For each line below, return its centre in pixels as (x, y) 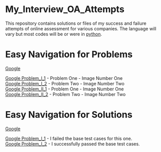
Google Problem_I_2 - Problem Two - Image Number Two (65, 83)
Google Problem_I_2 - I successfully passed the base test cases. (73, 144)
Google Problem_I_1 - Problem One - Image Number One (64, 78)
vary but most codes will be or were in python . (54, 34)
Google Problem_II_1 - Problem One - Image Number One (65, 89)
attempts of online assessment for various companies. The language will (81, 28)
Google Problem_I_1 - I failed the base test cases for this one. (69, 138)
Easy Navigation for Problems (69, 55)
